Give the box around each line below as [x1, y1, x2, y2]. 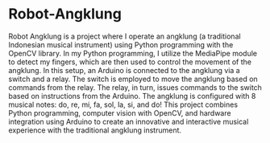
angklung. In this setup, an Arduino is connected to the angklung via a [8, 65, 240, 75]
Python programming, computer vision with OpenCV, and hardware [8, 108, 231, 117]
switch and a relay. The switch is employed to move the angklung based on [8, 74, 258, 84]
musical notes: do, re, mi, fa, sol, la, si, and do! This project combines [8, 100, 239, 109]
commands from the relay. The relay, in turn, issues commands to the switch [8, 82, 262, 92]
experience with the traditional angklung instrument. [8, 125, 182, 135]
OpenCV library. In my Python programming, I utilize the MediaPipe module [8, 48, 258, 58]
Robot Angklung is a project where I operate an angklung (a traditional [8, 31, 241, 41]
